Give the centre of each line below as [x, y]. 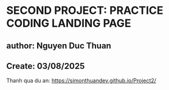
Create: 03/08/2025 [46, 66]
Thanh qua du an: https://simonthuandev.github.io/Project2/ [81, 81]
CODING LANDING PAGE [69, 23]
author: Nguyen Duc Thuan [59, 46]
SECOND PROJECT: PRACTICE [85, 11]
